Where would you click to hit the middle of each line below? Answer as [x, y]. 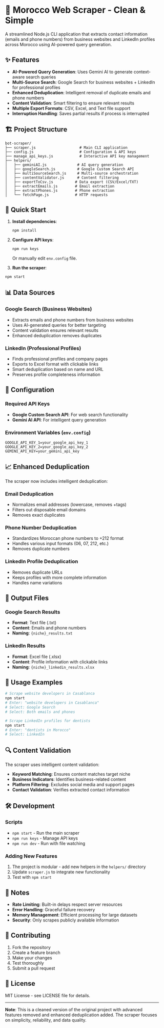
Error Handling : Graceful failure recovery [53, 909]
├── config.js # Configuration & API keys [71, 152]
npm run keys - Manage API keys [45, 838]
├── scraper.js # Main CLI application [66, 147]
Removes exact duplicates [39, 515]
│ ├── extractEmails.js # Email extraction [60, 186]
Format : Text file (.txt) [34, 623]
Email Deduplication [29, 494]
